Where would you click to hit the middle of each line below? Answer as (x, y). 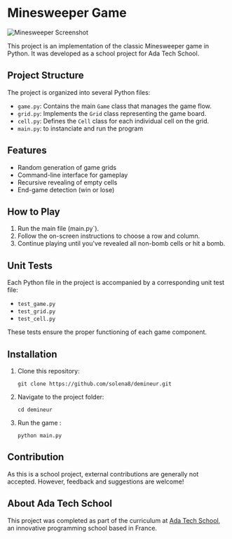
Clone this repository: (48, 371)
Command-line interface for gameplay (73, 175)
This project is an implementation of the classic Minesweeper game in (108, 46)
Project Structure (46, 75)
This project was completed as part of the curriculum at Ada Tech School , (114, 520)
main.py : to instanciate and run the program (80, 128)
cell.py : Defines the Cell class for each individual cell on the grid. (113, 121)
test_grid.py (36, 312)
